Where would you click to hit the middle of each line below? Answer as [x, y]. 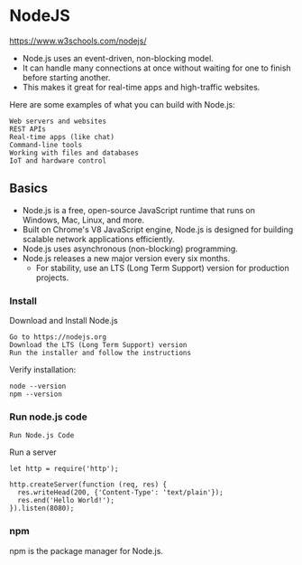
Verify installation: [43, 370]
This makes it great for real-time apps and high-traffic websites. [141, 87]
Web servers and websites [58, 121]
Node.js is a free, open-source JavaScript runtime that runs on [138, 210]
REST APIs [28, 129]
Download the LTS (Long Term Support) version [98, 345]
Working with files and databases [74, 153]
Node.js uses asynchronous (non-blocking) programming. [130, 249]
